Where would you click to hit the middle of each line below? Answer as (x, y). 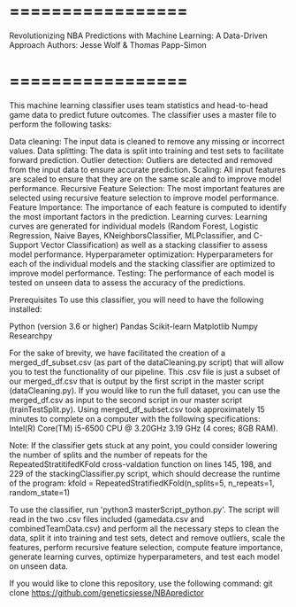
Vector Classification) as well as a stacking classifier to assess (154, 245)
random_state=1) (40, 492)
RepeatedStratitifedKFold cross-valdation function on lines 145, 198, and (140, 464)
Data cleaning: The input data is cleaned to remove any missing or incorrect (147, 141)
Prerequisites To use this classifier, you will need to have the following (137, 300)
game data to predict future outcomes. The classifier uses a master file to (143, 114)
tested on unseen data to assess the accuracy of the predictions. (127, 282)
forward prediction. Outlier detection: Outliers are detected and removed (141, 160)
